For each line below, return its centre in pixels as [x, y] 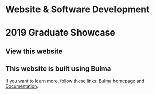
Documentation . [22, 86]
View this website [34, 51]
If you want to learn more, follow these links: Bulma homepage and [75, 81]
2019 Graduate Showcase [60, 33]
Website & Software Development [78, 9]
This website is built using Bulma [58, 69]
